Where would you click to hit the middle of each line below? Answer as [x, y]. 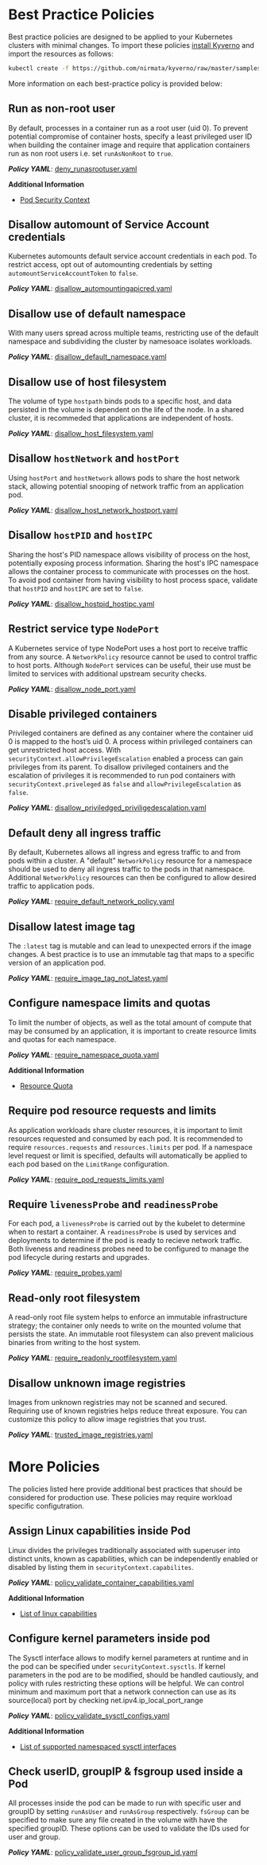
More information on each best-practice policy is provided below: [115, 83]
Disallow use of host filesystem [87, 382]
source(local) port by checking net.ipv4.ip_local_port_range [106, 1700]
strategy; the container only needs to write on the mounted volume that [125, 1326]
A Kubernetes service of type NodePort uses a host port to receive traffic [128, 648]
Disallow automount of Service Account [109, 225]
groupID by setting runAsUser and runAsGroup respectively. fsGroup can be [129, 1812]
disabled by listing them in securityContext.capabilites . [101, 1567]
